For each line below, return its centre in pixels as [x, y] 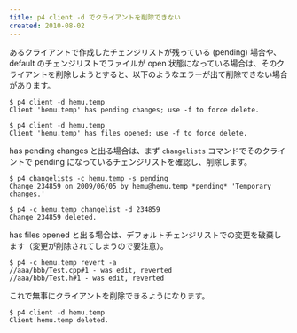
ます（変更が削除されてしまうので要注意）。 [89, 245]
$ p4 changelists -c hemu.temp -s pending [89, 178]
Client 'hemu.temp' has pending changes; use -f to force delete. [134, 110]
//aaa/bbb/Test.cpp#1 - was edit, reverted [91, 270]
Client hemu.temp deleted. [59, 320]
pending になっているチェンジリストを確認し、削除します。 [143, 161]
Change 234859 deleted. [53, 217]
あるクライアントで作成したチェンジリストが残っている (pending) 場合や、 [145, 52]
